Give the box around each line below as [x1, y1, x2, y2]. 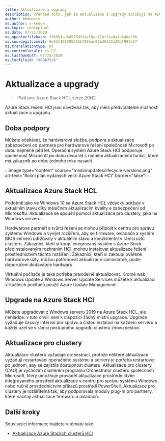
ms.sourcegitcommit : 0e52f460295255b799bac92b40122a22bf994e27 [5, 39, 137, 44]
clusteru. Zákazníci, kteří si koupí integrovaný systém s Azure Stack [5, 240, 142, 246]
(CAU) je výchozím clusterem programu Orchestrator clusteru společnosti [5, 367, 154, 374]
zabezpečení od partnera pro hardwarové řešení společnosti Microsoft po [5, 142, 154, 148]
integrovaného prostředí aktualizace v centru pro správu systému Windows [5, 378, 157, 384]
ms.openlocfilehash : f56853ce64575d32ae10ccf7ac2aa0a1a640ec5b [5, 35, 137, 40]
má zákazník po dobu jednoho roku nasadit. [5, 158, 94, 164]
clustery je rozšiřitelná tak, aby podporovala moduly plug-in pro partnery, [5, 388, 153, 394]
